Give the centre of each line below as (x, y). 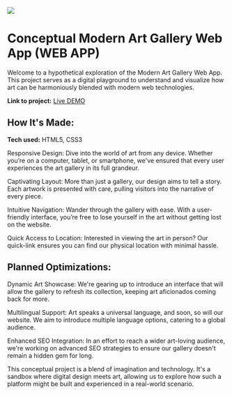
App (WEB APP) (54, 53)
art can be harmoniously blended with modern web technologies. (101, 87)
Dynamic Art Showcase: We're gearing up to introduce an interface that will (116, 284)
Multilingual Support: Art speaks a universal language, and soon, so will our (115, 312)
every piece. (25, 196)
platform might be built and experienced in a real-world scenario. (101, 384)
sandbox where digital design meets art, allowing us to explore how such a (114, 376)
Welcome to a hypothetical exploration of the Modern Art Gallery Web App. (115, 72)
